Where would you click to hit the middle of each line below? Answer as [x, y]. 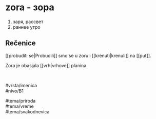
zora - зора [30, 7]
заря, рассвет [28, 22]
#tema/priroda [21, 101]
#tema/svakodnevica [27, 111]
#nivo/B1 [15, 91]
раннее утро [26, 27]
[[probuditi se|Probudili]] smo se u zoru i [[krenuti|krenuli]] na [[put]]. [78, 55]
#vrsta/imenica [21, 85]
